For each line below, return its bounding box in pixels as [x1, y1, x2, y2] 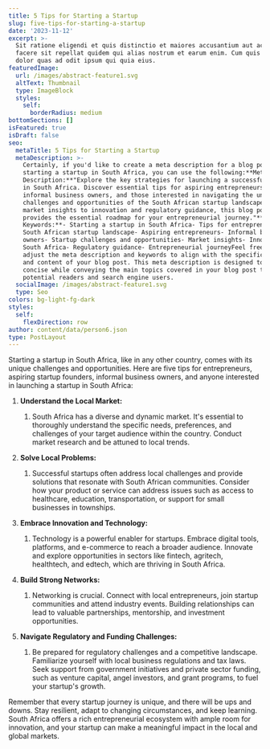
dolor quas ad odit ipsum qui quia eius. [15, 57, 157, 65]
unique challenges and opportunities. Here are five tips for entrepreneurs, [8, 363, 253, 374]
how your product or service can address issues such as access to [31, 485, 254, 495]
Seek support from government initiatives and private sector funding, [31, 665, 261, 674]
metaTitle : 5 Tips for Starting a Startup [15, 146, 160, 154]
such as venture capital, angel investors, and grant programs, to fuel [31, 673, 259, 683]
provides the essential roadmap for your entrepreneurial [22, 214, 221, 222]
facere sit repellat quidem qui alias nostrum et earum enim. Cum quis [15, 49, 261, 57]
